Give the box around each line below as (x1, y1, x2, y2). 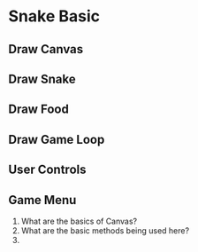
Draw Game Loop (8, 131, 105, 147)
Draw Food (8, 102, 70, 117)
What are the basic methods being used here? (20, 224, 190, 236)
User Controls (8, 162, 87, 177)
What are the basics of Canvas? (20, 216, 138, 226)
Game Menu (8, 193, 77, 208)
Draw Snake (8, 71, 76, 86)
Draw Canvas (8, 42, 84, 57)
